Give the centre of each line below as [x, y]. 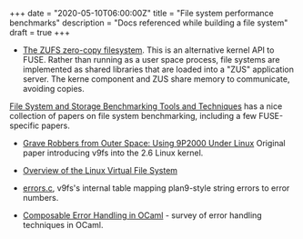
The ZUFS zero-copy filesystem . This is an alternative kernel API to [148, 50]
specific [25, 125]
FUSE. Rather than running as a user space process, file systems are [151, 60]
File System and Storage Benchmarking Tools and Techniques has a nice [146, 106]
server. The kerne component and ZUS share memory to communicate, [156, 79]
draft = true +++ [40, 32]
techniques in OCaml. [63, 225]
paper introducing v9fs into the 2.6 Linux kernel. [113, 153]
